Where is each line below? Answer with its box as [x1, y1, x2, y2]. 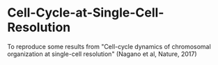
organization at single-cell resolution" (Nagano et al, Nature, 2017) [7, 50, 197, 58]
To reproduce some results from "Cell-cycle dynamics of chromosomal [7, 42, 211, 50]
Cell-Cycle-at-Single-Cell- [7, 5, 164, 21]
